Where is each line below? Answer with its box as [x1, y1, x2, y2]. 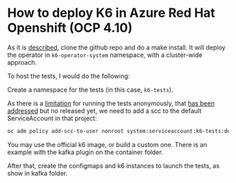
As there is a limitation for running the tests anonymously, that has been [7, 99, 215, 107]
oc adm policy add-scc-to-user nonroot [7, 127, 124, 134]
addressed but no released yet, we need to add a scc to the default [7, 106, 202, 115]
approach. [7, 58, 37, 66]
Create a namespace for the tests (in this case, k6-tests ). [7, 85, 173, 94]
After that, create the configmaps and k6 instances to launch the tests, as [7, 161, 220, 170]
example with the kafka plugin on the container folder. [7, 148, 164, 156]
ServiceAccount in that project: [7, 114, 97, 122]
